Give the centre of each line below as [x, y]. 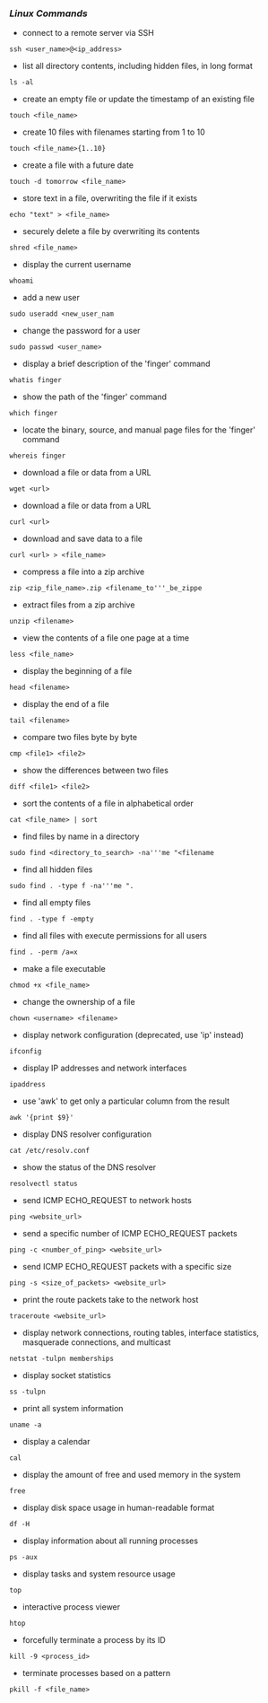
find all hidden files [57, 869]
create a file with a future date [78, 165]
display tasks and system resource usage [99, 1574]
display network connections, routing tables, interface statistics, [141, 1333]
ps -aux [24, 1558]
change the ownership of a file [79, 1002]
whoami [22, 281]
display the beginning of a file [77, 671]
